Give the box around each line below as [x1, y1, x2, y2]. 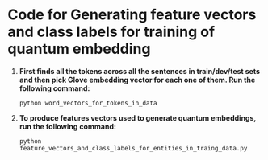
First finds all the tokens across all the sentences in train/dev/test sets [19, 66, 260, 76]
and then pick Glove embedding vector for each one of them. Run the [19, 75, 256, 84]
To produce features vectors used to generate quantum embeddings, [19, 113, 257, 122]
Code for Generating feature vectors [7, 6, 257, 24]
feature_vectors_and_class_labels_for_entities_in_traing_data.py [19, 144, 248, 152]
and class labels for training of [7, 23, 216, 41]
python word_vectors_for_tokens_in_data [19, 99, 157, 107]
